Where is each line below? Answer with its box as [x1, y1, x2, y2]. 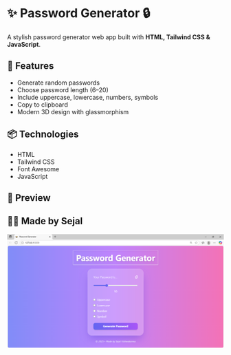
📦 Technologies [7, 129, 79, 140]
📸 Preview [7, 192, 51, 204]
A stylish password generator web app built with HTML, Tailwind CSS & [7, 32, 211, 41]
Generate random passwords [16, 78, 100, 87]
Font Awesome [16, 164, 60, 173]
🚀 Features [7, 60, 54, 72]
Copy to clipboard [16, 100, 69, 109]
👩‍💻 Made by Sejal [7, 215, 83, 227]
